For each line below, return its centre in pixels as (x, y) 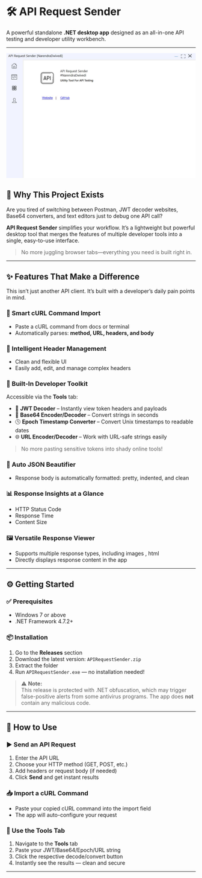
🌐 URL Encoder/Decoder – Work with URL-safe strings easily (91, 437)
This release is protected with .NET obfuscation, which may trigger (104, 690)
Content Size (31, 522)
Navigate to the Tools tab (46, 844)
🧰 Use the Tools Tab (35, 830)
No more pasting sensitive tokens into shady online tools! (92, 449)
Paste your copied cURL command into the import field (83, 809)
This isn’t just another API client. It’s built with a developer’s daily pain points (101, 291)
